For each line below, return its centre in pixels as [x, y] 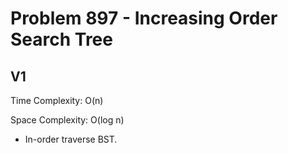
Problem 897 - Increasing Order [144, 18]
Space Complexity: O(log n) [67, 120]
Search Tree [61, 39]
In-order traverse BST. [71, 139]
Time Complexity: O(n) [57, 100]
